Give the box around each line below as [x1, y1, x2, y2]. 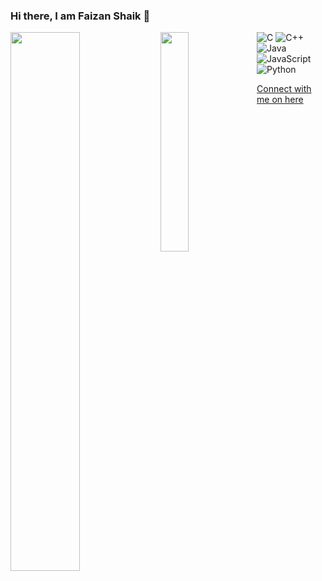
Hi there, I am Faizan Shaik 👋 [10, 9, 151, 23]
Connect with [256, 83, 312, 95]
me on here [256, 94, 304, 106]
